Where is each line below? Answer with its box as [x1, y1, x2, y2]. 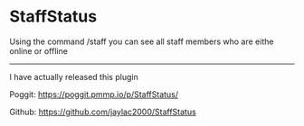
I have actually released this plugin [9, 71, 138, 82]
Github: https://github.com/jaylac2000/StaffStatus [9, 106, 196, 117]
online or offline [9, 45, 68, 56]
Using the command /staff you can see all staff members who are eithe [9, 36, 274, 47]
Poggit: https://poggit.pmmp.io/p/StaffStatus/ [9, 88, 179, 100]
